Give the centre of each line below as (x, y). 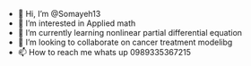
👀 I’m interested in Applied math (77, 23)
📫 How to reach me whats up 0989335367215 (104, 52)
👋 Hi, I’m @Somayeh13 (59, 14)
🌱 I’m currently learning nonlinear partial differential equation (130, 33)
